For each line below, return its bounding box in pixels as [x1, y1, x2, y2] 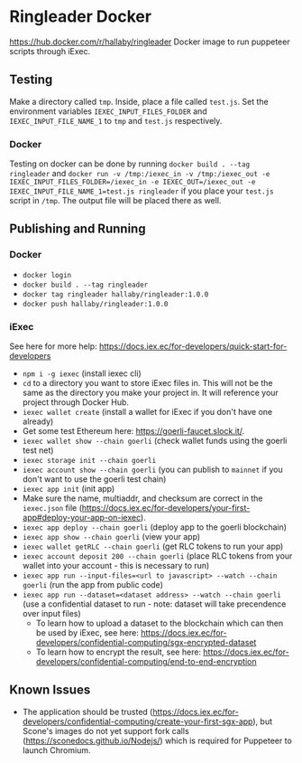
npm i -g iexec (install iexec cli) [22, 368, 142, 379]
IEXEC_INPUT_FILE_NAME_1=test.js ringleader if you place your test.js [9, 185, 274, 196]
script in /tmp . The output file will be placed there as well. [9, 195, 222, 206]
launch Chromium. [22, 744, 91, 756]
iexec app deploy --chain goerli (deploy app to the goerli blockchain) [22, 522, 287, 532]
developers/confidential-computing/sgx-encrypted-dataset [35, 637, 257, 648]
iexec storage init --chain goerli [22, 457, 157, 466]
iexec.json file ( [22, 503, 83, 513]
